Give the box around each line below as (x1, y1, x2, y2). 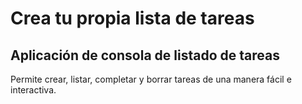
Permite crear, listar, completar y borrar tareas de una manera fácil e (10, 73, 292, 85)
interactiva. (10, 84, 57, 96)
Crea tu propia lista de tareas (10, 7, 255, 30)
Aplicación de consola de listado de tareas (10, 47, 280, 64)
